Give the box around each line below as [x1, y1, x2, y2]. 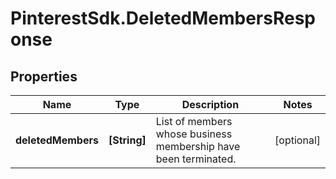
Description [181, 98, 240, 111]
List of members [155, 115, 233, 128]
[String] [108, 133, 147, 147]
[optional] [274, 133, 321, 147]
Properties [10, 68, 78, 85]
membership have [155, 140, 241, 153]
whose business [155, 127, 233, 141]
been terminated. [155, 152, 237, 166]
